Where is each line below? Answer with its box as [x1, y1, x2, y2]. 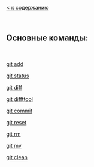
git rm [6, 130, 21, 138]
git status [6, 72, 29, 79]
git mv [6, 142, 22, 149]
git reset [6, 118, 27, 126]
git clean [6, 153, 28, 160]
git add [6, 60, 24, 67]
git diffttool [6, 95, 33, 103]
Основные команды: [6, 33, 89, 43]
